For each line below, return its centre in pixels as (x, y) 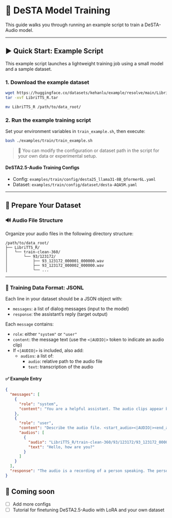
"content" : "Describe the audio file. (60, 428)
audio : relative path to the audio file (65, 361)
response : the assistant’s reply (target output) (60, 314)
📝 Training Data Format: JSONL (45, 287)
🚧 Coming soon (30, 492)
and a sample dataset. (29, 69)
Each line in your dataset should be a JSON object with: (64, 299)
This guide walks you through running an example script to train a (74, 25)
